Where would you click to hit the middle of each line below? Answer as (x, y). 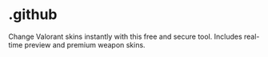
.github (33, 15)
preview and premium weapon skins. (85, 44)
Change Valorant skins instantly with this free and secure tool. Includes (125, 36)
